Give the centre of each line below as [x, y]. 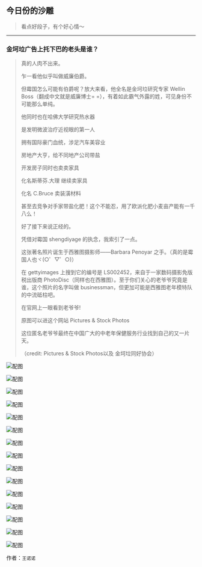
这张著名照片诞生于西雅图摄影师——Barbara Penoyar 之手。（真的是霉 [107, 252]
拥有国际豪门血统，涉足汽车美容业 [63, 143]
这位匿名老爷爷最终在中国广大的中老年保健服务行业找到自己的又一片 [105, 333]
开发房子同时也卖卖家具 [50, 168]
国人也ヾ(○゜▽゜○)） [49, 260]
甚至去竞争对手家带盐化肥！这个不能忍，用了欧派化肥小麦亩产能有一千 [108, 206]
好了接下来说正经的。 [47, 227]
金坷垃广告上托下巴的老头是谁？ [53, 49]
